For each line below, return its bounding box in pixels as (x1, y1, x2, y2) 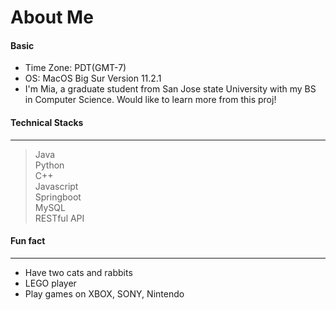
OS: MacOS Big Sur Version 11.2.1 (24, 72, 162, 85)
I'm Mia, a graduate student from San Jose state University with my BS (24, 83, 317, 95)
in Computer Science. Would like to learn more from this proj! (24, 94, 277, 106)
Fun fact (10, 235, 46, 247)
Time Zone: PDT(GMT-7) (24, 62, 127, 74)
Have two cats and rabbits (24, 266, 133, 278)
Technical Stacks (10, 116, 84, 128)
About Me (10, 6, 94, 29)
